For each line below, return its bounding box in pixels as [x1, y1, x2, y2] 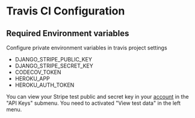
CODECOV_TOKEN [14, 69, 61, 76]
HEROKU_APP [14, 75, 50, 82]
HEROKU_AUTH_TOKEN [14, 81, 75, 88]
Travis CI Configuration [6, 4, 125, 18]
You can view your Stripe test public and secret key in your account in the [6, 93, 189, 100]
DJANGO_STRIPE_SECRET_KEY [14, 62, 93, 69]
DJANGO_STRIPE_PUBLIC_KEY [14, 56, 92, 63]
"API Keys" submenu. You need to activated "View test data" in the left [6, 99, 181, 107]
